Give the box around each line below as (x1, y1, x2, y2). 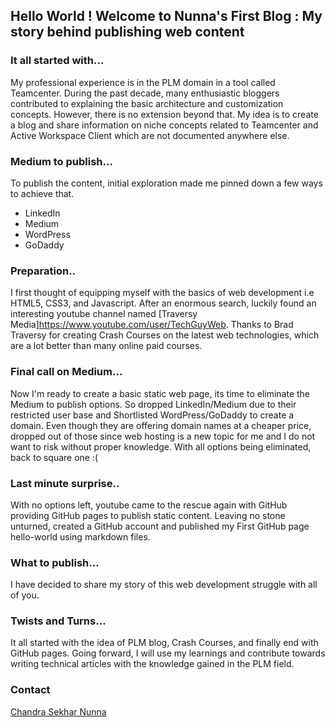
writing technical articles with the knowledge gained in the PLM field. (10, 658, 295, 670)
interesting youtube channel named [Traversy (10, 308, 198, 320)
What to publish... (10, 555, 100, 569)
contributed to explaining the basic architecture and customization (10, 97, 284, 109)
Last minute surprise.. (10, 476, 120, 490)
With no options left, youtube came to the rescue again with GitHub (10, 499, 288, 511)
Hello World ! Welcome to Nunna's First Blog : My (10, 8, 323, 25)
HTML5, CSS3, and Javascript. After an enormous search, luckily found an (10, 297, 317, 309)
